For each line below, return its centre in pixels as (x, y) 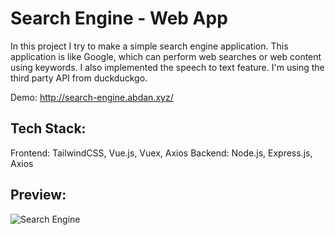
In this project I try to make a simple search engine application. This (149, 46)
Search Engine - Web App (119, 18)
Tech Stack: (48, 128)
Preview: (38, 195)
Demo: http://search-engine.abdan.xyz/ (92, 97)
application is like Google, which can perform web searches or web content (166, 56)
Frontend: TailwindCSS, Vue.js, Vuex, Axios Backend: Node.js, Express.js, (161, 153)
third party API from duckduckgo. (79, 78)
